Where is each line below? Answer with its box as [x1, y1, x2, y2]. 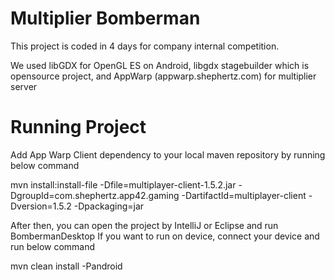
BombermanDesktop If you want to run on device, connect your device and [10, 230, 320, 242]
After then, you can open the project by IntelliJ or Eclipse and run [10, 219, 279, 231]
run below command [10, 240, 96, 252]
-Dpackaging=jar [73, 200, 145, 212]
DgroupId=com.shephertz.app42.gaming [10, 189, 180, 201]
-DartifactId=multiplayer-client [181, 189, 307, 201]
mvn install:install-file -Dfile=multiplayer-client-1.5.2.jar [10, 178, 237, 191]
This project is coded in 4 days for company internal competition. [10, 40, 280, 52]
